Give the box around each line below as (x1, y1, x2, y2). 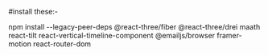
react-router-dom (33, 39, 91, 49)
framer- (216, 31, 243, 40)
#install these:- (8, 7, 59, 16)
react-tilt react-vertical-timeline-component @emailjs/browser (8, 31, 216, 40)
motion (8, 39, 32, 49)
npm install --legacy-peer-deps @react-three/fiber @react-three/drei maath (8, 22, 261, 31)
